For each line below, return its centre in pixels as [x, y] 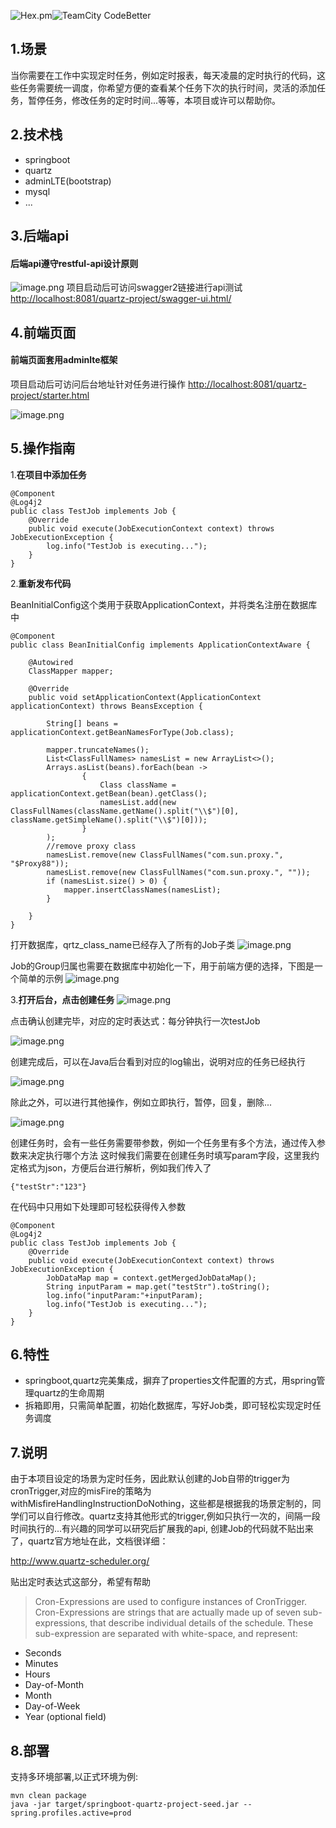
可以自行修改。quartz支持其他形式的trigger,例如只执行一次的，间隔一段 [174, 1516]
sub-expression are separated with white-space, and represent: [166, 1634]
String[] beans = [82, 723]
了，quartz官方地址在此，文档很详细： [89, 1541]
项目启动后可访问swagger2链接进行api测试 [154, 287]
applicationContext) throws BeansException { [106, 706]
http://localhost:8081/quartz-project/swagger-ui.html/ [121, 299]
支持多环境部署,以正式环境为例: [74, 1777]
